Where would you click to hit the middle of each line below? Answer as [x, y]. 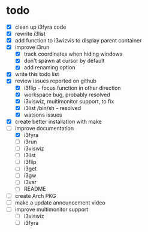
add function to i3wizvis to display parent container [78, 41]
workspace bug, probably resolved [67, 94]
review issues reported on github [56, 81]
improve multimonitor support [52, 209]
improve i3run [32, 47]
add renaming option [49, 68]
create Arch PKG [35, 196]
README [35, 189]
